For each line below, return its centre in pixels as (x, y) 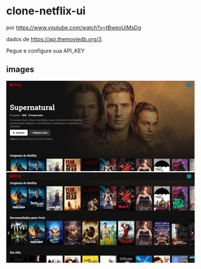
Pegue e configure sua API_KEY (45, 51)
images (20, 70)
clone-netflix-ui (46, 11)
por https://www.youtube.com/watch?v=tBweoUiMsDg (74, 27)
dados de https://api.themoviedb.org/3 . (55, 39)
